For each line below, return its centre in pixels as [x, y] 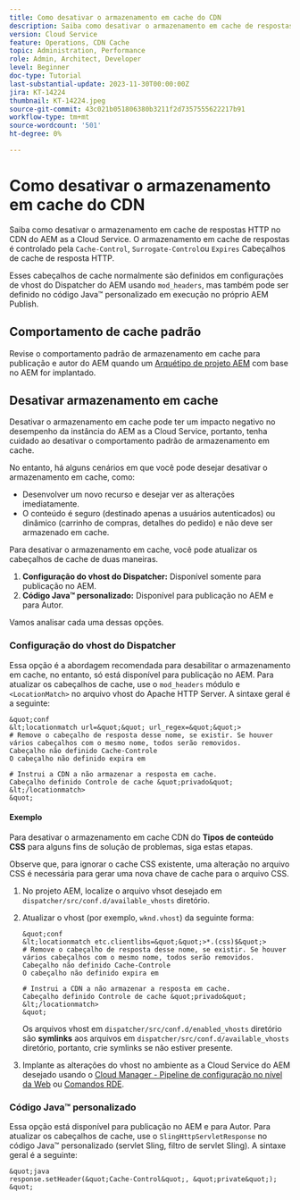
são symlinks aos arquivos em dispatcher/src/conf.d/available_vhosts [156, 1038]
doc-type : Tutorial [46, 76]
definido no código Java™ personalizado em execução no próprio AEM [139, 294]
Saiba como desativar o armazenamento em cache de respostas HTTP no [145, 230]
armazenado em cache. [66, 533]
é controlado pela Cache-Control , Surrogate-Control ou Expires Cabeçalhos [147, 248]
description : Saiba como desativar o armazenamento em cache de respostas [151, 26]
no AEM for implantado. [53, 373]
